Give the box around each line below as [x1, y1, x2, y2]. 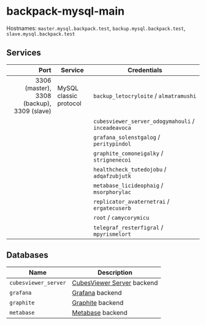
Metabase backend [72, 308, 128, 316]
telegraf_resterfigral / [93, 223, 164, 231]
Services [6, 48, 42, 58]
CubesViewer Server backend [72, 278, 158, 287]
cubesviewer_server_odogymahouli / [93, 116, 195, 125]
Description [97, 268, 133, 277]
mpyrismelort [93, 231, 132, 237]
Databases [6, 250, 49, 261]
